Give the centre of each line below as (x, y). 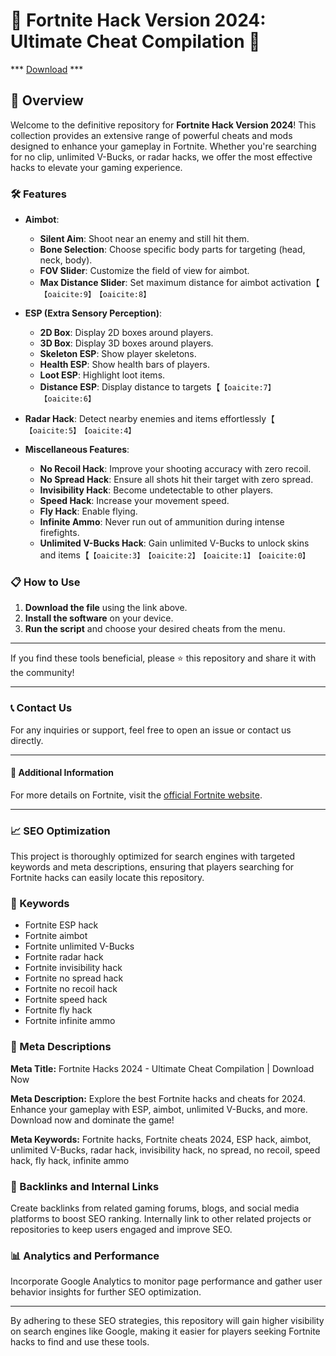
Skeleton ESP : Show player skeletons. (118, 354)
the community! (42, 673)
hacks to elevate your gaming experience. (96, 167)
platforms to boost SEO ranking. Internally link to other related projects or (161, 1219)
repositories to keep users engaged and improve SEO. (121, 1230)
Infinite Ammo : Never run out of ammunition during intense (162, 522)
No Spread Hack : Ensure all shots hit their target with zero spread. (176, 480)
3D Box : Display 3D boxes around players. (126, 343)
